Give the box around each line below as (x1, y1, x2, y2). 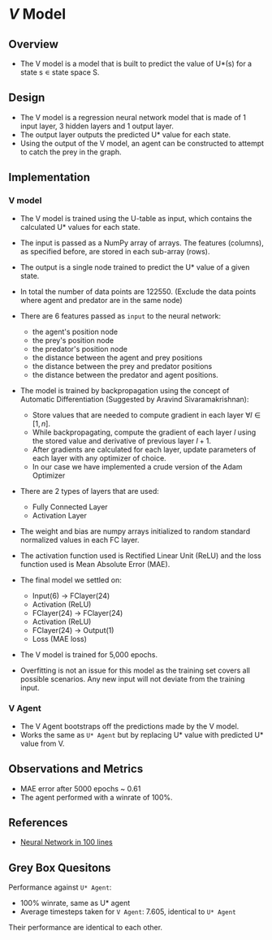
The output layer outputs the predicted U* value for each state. (19, 129, 231, 139)
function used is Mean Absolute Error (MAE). (19, 559, 171, 569)
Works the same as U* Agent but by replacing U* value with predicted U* (19, 730, 264, 739)
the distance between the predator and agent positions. (32, 370, 219, 379)
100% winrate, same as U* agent (19, 899, 131, 908)
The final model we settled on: (19, 574, 122, 585)
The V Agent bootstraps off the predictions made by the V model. (19, 721, 240, 731)
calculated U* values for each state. (19, 222, 140, 232)
